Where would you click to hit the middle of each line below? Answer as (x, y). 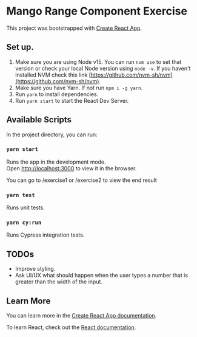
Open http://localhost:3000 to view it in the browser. (72, 168)
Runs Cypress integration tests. (45, 235)
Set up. (20, 47)
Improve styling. (35, 269)
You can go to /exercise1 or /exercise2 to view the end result (82, 180)
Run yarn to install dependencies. (57, 94)
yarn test (21, 195)
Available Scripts (39, 120)
